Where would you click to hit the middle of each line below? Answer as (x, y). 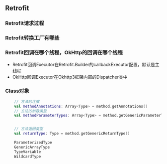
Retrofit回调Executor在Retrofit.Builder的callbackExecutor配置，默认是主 (86, 64)
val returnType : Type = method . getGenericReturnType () (72, 134)
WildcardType (28, 157)
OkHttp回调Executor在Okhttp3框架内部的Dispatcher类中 (70, 77)
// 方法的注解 (27, 102)
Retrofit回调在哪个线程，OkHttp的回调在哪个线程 (64, 53)
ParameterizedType (33, 143)
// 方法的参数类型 (31, 111)
